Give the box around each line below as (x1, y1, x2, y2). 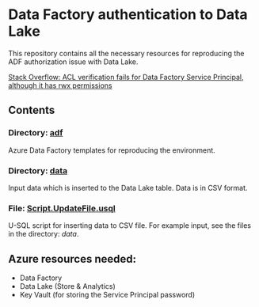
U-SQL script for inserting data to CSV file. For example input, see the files (8, 221, 252, 230)
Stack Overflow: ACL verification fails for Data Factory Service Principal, (8, 72, 244, 81)
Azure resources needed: (8, 252, 137, 266)
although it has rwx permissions (8, 81, 112, 90)
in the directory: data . (8, 229, 79, 239)
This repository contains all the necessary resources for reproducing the (8, 48, 245, 58)
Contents (8, 104, 55, 117)
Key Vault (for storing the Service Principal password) (19, 290, 196, 300)
